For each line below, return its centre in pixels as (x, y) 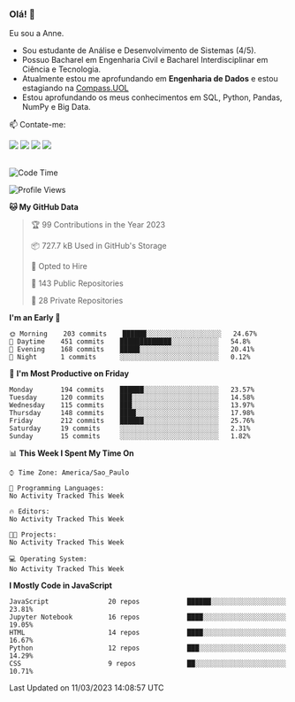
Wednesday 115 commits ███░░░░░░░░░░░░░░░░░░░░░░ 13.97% (132, 405)
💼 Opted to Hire (59, 266)
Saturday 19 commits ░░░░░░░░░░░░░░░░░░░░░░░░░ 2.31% (130, 428)
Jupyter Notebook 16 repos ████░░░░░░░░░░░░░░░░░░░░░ (148, 617)
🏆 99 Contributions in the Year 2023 (98, 225)
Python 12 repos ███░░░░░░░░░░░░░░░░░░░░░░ (148, 648)
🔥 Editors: (30, 512)
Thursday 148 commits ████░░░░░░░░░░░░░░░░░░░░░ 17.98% (132, 413)
